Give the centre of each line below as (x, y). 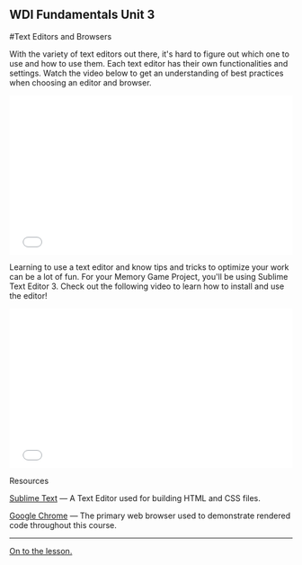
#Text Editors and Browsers (61, 36)
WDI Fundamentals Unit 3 (82, 15)
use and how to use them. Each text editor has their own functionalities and (149, 63)
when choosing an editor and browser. (80, 82)
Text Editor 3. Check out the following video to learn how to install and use (147, 286)
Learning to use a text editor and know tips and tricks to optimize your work (149, 267)
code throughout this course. (63, 525)
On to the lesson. (41, 551)
